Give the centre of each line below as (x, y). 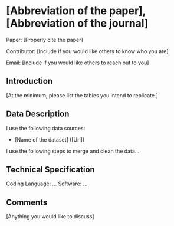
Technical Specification (51, 169)
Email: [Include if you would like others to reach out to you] (78, 63)
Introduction (29, 81)
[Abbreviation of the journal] (77, 23)
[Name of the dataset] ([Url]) (49, 139)
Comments (27, 202)
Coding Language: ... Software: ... (47, 184)
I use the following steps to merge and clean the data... (73, 151)
